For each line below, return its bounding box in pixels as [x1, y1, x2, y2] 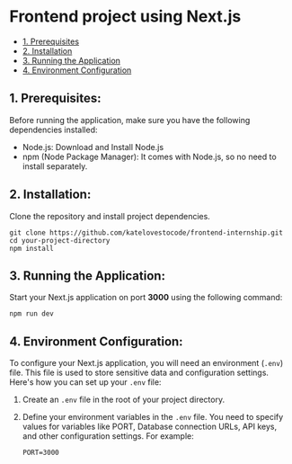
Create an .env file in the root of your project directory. [22, 394, 226, 406]
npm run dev [9, 309, 54, 318]
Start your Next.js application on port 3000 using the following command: [9, 292, 283, 303]
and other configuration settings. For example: [22, 431, 195, 442]
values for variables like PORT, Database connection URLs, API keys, [22, 421, 277, 433]
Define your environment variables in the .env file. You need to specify [22, 412, 284, 423]
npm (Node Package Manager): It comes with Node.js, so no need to [22, 151, 277, 162]
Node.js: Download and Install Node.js [22, 141, 164, 152]
